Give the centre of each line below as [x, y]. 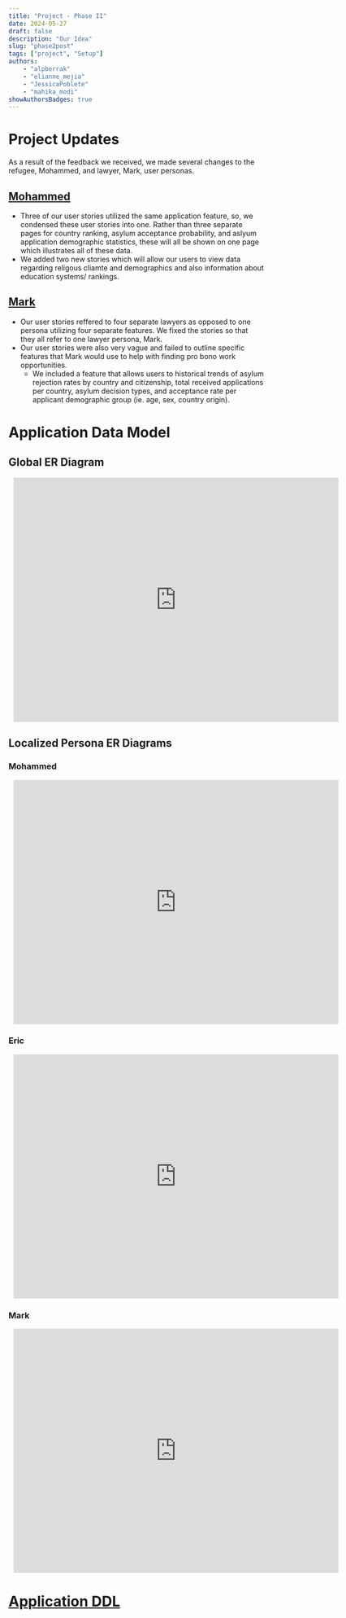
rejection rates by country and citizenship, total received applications [148, 382]
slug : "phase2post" [41, 46]
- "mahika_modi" [51, 92]
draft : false [30, 31]
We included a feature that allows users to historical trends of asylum [148, 373]
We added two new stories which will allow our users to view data [130, 259]
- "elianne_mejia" [54, 77]
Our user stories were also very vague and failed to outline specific [132, 348]
